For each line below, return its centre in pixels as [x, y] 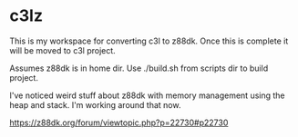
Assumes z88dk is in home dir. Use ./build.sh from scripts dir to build [139, 68]
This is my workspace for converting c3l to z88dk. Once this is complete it [149, 41]
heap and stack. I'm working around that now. [95, 104]
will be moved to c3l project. [62, 50]
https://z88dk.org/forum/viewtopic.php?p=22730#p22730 [119, 122]
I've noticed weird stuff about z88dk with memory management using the [147, 95]
